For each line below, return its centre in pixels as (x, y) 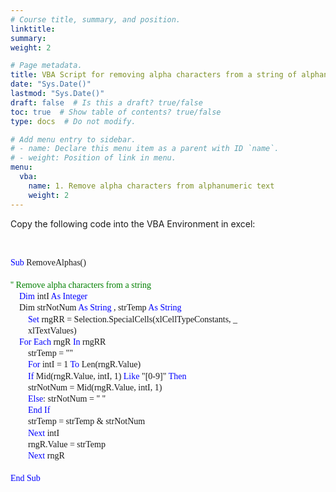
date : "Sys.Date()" (51, 84)
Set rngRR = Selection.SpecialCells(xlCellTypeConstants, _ (133, 319)
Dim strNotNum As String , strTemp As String (100, 307)
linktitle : (33, 29)
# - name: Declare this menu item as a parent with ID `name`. (145, 149)
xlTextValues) (52, 330)
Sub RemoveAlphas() (48, 262)
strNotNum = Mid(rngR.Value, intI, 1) (95, 387)
